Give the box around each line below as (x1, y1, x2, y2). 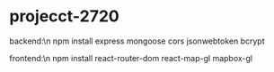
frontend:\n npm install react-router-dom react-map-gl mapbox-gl (9, 52, 253, 63)
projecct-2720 (9, 6, 119, 27)
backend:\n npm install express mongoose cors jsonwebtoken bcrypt (9, 36, 265, 46)
